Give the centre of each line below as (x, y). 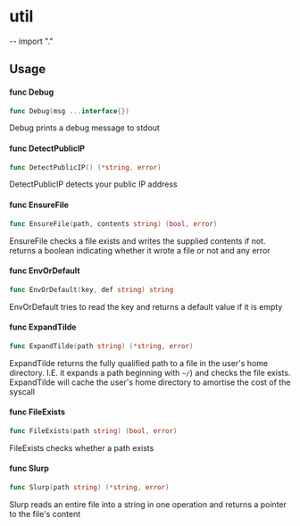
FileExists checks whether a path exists (82, 447)
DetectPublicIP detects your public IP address (94, 184)
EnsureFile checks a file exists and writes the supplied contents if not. (137, 241)
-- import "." (31, 41)
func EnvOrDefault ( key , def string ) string (92, 289)
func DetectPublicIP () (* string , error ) (86, 167)
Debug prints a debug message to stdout (85, 128)
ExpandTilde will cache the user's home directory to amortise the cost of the (150, 382)
